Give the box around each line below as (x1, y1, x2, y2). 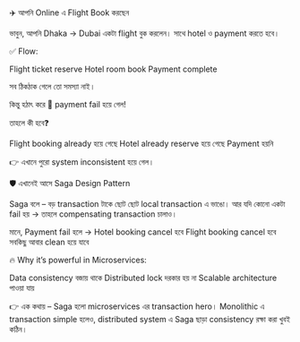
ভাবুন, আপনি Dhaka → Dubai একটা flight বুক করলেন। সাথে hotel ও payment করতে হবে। (9, 28, 280, 38)
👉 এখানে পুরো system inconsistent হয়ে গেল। (9, 157, 155, 167)
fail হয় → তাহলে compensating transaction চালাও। (9, 209, 177, 219)
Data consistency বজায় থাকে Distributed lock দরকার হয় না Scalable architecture (9, 272, 278, 283)
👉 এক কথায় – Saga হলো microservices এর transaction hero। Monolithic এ (9, 301, 265, 312)
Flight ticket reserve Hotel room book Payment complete (9, 64, 218, 74)
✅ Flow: (9, 46, 39, 56)
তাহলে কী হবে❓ (9, 117, 49, 128)
